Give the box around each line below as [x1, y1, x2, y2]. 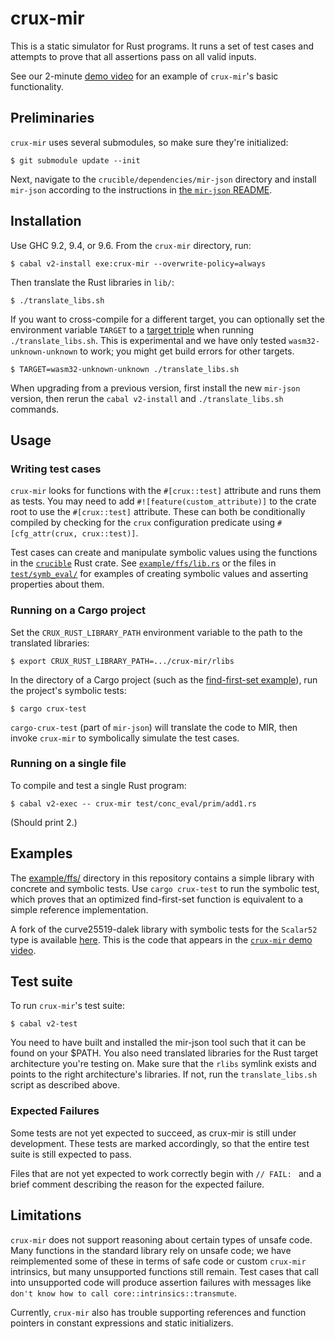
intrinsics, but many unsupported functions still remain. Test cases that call [10, 1265, 319, 1277]
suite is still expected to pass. [10, 1148, 132, 1160]
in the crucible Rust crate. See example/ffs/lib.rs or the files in [10, 557, 277, 569]
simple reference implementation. [10, 903, 149, 916]
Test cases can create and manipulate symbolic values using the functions [10, 547, 318, 559]
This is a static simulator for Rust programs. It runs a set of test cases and [10, 40, 314, 52]
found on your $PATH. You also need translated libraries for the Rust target [10, 1047, 319, 1059]
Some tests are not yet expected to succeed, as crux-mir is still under [10, 1127, 297, 1139]
